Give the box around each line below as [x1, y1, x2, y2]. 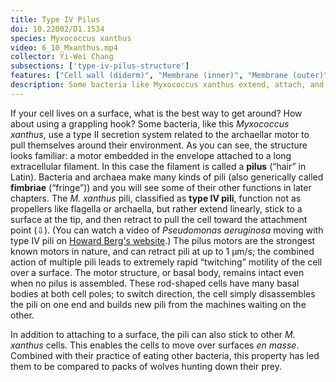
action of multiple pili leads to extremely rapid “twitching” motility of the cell [10, 256, 323, 268]
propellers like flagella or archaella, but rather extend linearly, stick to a [10, 202, 303, 215]
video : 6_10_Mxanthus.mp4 [10, 42, 118, 53]
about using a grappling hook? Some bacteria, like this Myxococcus [10, 117, 290, 130]
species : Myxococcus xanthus [10, 33, 132, 43]
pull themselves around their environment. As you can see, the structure [10, 139, 308, 151]
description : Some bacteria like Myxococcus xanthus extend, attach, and [10, 80, 325, 90]
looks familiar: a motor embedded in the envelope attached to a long [10, 149, 292, 161]
